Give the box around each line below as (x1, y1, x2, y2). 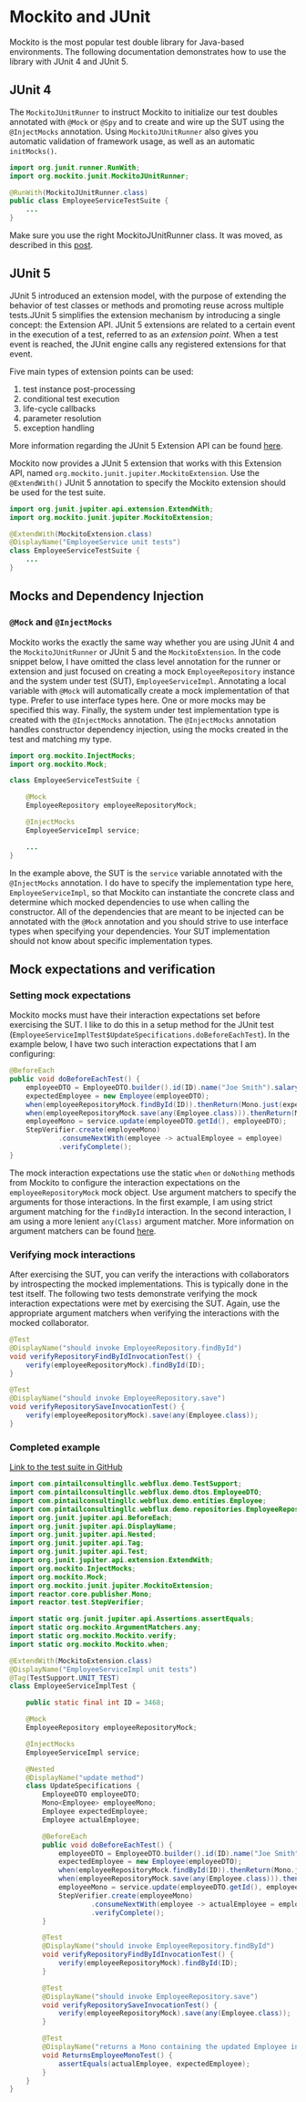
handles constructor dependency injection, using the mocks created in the (9, 723, 289, 735)
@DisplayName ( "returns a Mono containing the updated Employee (42, 2043, 287, 2052)
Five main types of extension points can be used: (9, 366, 194, 377)
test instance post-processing (22, 383, 136, 394)
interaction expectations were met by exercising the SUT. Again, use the (9, 1298, 280, 1310)
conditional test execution (22, 393, 120, 404)
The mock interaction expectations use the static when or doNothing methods (9, 1167, 296, 1178)
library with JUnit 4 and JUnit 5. (9, 56, 129, 67)
